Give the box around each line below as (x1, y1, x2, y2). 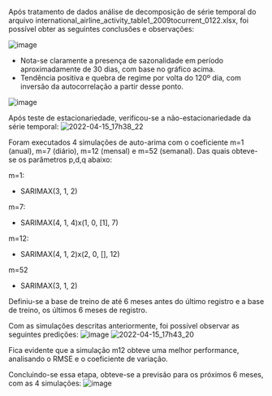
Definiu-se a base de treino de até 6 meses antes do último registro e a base (8, 297, 265, 306)
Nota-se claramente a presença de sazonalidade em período (19, 56, 224, 65)
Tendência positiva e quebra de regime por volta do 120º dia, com (19, 73, 241, 82)
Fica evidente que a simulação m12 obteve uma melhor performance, (8, 346, 240, 355)
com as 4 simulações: (8, 378, 82, 388)
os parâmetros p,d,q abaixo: (18, 154, 112, 164)
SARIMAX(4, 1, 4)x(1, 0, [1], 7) (19, 218, 119, 227)
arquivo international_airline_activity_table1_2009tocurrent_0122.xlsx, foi (8, 15, 249, 25)
